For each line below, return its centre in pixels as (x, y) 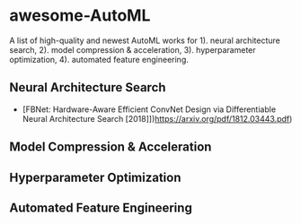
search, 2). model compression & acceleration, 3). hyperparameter (133, 49)
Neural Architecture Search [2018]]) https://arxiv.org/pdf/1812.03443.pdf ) (157, 118)
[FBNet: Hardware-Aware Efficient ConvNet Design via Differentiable (149, 109)
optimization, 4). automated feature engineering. (99, 59)
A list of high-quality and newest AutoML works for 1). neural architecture (145, 40)
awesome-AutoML (80, 16)
